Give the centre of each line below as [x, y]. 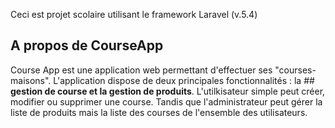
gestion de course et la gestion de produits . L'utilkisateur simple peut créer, [168, 91]
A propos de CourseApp [87, 45]
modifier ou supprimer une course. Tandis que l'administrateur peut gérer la [166, 101]
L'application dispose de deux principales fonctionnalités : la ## [184, 80]
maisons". [31, 80]
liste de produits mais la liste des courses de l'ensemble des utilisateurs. [159, 112]
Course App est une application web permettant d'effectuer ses [141, 70]
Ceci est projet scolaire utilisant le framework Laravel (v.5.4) [134, 14]
